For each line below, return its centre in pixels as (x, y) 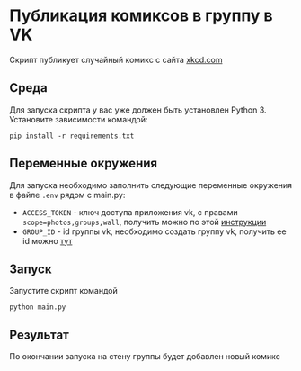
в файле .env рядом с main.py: (67, 195)
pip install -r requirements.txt (72, 136)
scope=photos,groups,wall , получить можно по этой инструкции (144, 222)
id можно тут (47, 240)
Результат (40, 335)
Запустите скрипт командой (64, 291)
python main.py (38, 307)
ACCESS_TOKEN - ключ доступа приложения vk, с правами (130, 212)
